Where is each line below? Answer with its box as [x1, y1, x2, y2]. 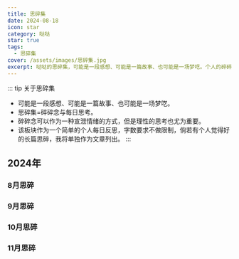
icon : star [7, 23, 40, 31]
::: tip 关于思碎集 [7, 83, 55, 92]
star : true [7, 37, 40, 44]
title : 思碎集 [7, 10, 46, 18]
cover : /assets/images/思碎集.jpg [7, 57, 107, 64]
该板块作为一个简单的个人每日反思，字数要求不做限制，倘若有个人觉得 [17, 125, 224, 134]
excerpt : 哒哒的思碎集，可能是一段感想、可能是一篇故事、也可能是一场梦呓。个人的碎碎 [7, 63, 233, 70]
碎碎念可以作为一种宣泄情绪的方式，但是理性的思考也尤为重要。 [17, 117, 205, 125]
